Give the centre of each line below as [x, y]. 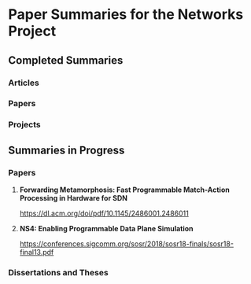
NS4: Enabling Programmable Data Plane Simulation [107, 229]
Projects [24, 125]
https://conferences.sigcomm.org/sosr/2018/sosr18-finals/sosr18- [127, 244]
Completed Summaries [66, 60]
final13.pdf [37, 253]
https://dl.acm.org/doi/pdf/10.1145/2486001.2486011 [104, 213]
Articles [24, 83]
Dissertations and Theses [58, 272]
